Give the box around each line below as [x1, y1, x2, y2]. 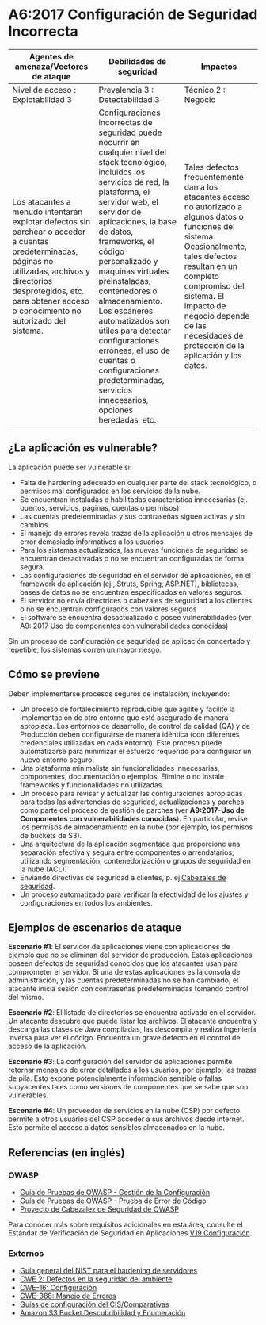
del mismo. [8, 993, 44, 1002]
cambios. [19, 519, 50, 529]
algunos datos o [184, 211, 244, 222]
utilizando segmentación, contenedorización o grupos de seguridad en [19, 856, 252, 865]
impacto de [184, 300, 226, 311]
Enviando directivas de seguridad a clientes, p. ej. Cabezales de [19, 872, 226, 882]
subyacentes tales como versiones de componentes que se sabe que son [8, 1082, 249, 1092]
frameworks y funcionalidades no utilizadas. [19, 779, 165, 790]
